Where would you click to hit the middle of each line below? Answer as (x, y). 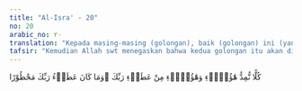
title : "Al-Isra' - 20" (54, 18)
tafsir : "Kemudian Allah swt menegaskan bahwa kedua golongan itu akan (146, 51)
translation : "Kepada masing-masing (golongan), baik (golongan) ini (142, 43)
